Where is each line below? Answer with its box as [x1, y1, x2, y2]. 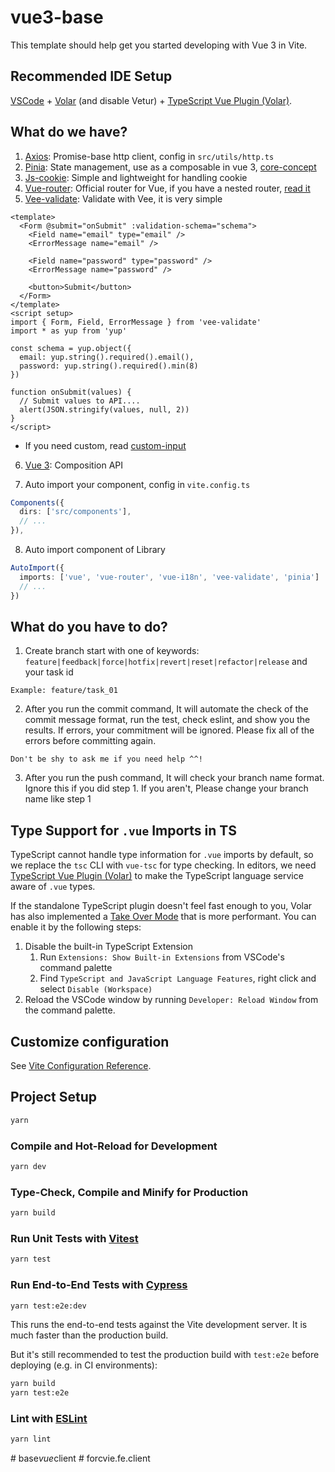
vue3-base [10, 6, 104, 29]
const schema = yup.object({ [10, 343, 132, 353]
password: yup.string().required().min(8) [19, 361, 199, 371]
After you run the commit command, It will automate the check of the [24, 703, 309, 715]
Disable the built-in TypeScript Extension [24, 941, 194, 953]
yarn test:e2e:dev [10, 1301, 87, 1311]
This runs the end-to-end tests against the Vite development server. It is [10, 1319, 308, 1331]
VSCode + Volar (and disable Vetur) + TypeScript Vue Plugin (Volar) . [10, 94, 293, 106]
